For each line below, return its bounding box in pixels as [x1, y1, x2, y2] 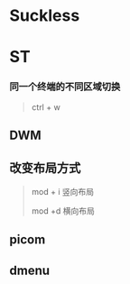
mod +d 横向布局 [31, 205, 95, 216]
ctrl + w [31, 101, 60, 113]
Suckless [9, 5, 80, 26]
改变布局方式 [9, 160, 81, 176]
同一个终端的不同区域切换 [9, 80, 121, 93]
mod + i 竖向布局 [31, 186, 95, 197]
